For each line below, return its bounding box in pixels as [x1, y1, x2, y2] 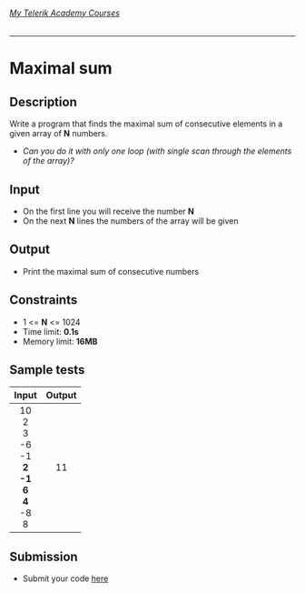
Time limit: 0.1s [22, 326, 79, 337]
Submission [9, 548, 79, 564]
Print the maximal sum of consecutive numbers [22, 266, 200, 276]
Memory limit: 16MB [22, 336, 98, 347]
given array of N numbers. [9, 128, 108, 139]
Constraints [9, 292, 78, 308]
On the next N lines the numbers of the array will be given [22, 216, 239, 226]
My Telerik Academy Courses [9, 7, 121, 18]
